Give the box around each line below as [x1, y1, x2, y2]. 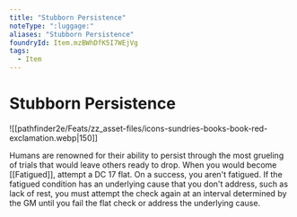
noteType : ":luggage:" [9, 22, 94, 30]
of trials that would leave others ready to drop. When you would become [9, 159, 277, 170]
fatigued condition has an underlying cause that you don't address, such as [9, 178, 289, 189]
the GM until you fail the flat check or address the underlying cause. [9, 197, 261, 208]
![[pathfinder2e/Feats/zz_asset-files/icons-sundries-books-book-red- [9, 123, 268, 134]
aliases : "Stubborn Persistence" [9, 30, 135, 39]
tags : [9, 47, 30, 56]
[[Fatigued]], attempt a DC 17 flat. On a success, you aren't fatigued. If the [9, 169, 283, 179]
